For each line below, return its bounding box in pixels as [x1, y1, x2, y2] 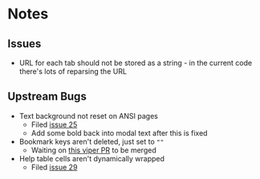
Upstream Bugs [7, 90, 87, 104]
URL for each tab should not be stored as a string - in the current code [18, 58, 253, 67]
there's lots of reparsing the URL [18, 67, 128, 76]
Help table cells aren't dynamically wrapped [18, 153, 165, 163]
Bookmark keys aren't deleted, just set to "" [18, 136, 165, 146]
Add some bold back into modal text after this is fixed [30, 128, 208, 137]
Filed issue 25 [30, 120, 78, 129]
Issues [7, 37, 42, 51]
